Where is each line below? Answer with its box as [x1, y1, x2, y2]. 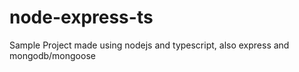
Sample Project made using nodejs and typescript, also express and [9, 39, 290, 51]
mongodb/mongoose [9, 49, 96, 61]
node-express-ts [9, 6, 154, 29]
